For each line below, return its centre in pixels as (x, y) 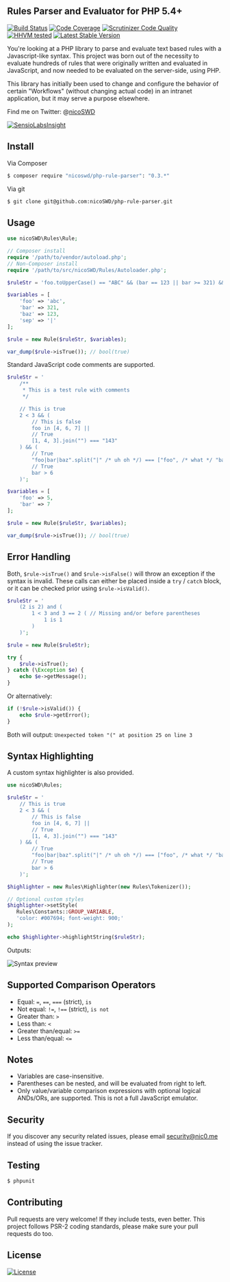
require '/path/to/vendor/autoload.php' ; (67, 257)
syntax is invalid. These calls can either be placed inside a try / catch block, (114, 581)
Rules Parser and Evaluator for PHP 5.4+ (95, 11)
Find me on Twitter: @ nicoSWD (51, 111)
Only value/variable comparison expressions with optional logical (108, 1091)
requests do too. (30, 1233)
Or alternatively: (30, 696)
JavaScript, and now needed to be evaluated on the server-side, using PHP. (114, 70)
